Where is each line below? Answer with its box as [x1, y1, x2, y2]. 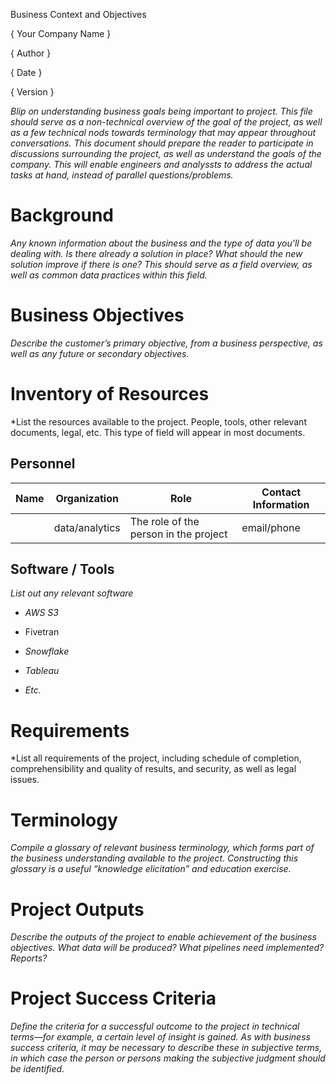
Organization [55, 491, 119, 505]
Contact [261, 485, 302, 499]
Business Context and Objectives [10, 9, 147, 20]
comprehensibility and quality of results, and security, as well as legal [10, 763, 297, 775]
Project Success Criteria [10, 987, 217, 1010]
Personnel [10, 455, 76, 473]
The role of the [129, 514, 200, 528]
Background [10, 204, 114, 227]
